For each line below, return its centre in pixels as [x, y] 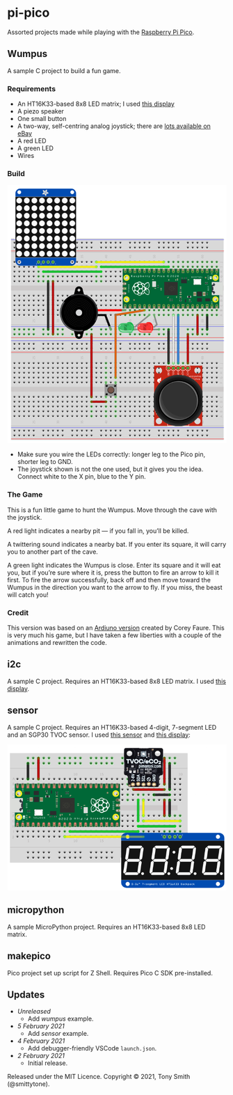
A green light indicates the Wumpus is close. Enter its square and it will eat [114, 565]
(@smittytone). [29, 1084]
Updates [26, 994]
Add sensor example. [58, 1034]
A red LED [32, 141]
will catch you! [28, 594]
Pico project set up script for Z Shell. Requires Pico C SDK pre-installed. [110, 973]
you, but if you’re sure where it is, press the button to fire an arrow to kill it [113, 573]
